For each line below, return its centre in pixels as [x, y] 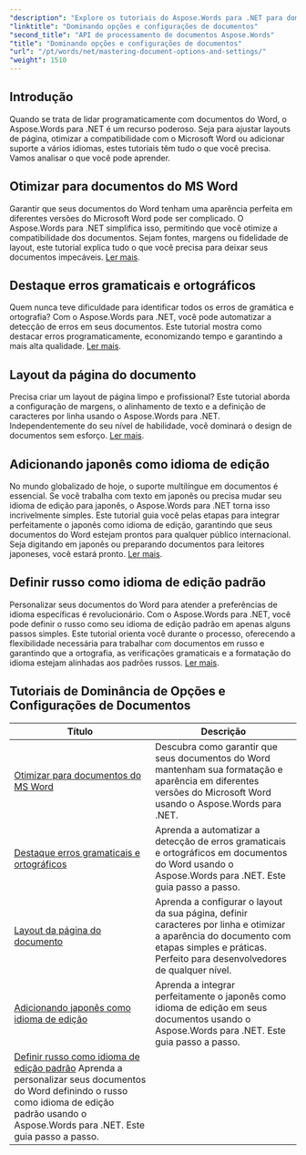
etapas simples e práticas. [210, 947]
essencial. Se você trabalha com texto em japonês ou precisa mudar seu [146, 496]
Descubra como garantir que [216, 747]
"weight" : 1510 [38, 60]
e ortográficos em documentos [221, 852]
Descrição [224, 731]
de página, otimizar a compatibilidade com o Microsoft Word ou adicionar [147, 139]
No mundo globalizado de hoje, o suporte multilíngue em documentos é [144, 486]
